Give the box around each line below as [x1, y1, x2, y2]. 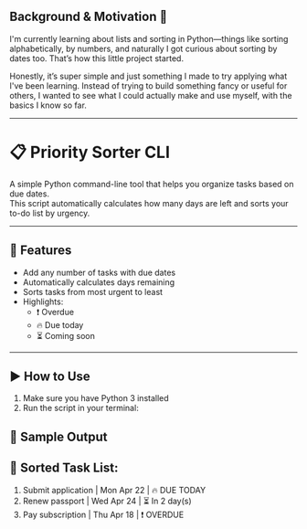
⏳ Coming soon [36, 330, 96, 341]
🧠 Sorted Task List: [9, 460, 119, 476]
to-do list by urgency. [9, 207, 90, 218]
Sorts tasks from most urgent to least [22, 286, 163, 297]
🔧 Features [9, 243, 72, 259]
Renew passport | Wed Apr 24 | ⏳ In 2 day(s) [22, 495, 192, 506]
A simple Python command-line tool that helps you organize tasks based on [9, 178, 294, 189]
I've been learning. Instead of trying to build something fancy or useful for [9, 79, 288, 91]
